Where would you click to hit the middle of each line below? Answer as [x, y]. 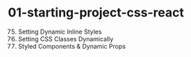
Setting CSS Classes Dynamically [66, 38]
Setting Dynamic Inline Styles [60, 32]
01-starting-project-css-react [96, 13]
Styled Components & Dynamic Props [72, 46]
